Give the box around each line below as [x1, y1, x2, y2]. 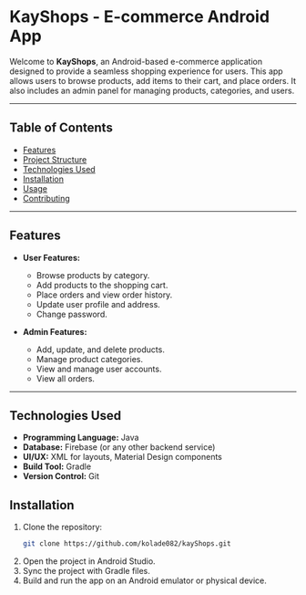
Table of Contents [9, 120, 114, 136]
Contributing [22, 193, 70, 204]
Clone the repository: [22, 522, 103, 533]
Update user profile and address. [36, 298, 161, 309]
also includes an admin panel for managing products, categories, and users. [9, 85, 295, 96]
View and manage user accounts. [36, 363, 162, 374]
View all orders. [36, 372, 96, 384]
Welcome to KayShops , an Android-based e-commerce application [9, 56, 262, 67]
